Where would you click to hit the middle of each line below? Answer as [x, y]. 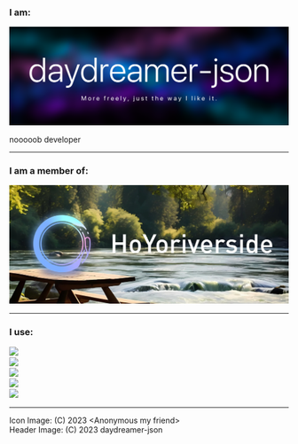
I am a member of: [49, 170]
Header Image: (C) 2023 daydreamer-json [86, 429]
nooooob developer [45, 139]
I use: [21, 332]
